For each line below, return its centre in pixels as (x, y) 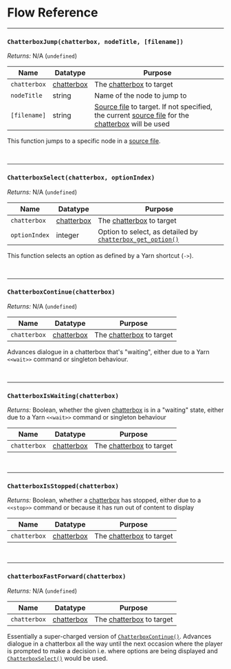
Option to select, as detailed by (148, 232)
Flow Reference (53, 13)
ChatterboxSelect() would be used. (57, 658)
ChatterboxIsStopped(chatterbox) (63, 486)
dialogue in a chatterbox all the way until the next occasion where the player (115, 644)
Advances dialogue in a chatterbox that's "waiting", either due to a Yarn (108, 351)
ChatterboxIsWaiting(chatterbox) (63, 396)
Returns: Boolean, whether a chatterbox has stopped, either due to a (104, 501)
